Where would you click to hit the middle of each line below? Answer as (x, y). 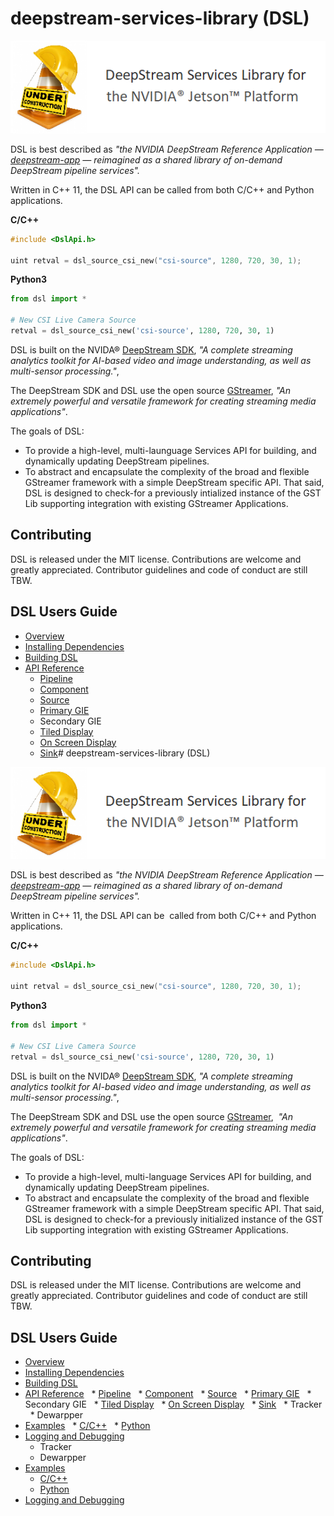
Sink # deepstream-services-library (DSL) (125, 753)
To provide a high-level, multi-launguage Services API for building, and (170, 450)
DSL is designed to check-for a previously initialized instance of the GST (174, 1219)
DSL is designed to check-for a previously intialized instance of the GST (173, 493)
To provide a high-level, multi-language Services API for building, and (168, 1176)
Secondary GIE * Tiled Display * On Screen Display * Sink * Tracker (173, 1404)
